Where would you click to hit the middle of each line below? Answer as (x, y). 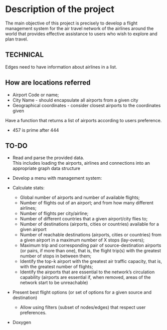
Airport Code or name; (36, 95)
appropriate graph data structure (46, 168)
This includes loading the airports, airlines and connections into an (81, 163)
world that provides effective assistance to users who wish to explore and (81, 34)
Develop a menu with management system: (57, 178)
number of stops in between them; (56, 256)
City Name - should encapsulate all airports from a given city (75, 100)
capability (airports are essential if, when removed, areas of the (85, 277)
